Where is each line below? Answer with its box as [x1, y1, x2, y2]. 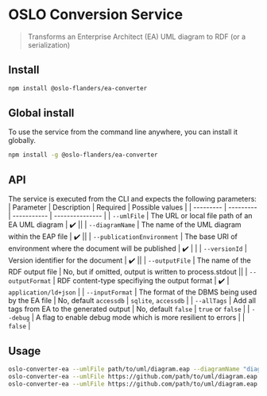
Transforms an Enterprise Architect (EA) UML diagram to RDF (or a [27, 32, 246, 41]
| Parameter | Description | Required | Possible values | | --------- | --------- [8, 202, 257, 212]
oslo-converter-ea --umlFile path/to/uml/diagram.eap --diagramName [8, 365, 240, 373]
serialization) [27, 40, 71, 49]
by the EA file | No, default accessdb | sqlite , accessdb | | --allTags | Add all [8, 296, 257, 306]
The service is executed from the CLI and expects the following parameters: [8, 194, 257, 204]
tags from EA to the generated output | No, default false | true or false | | [8, 304, 250, 314]
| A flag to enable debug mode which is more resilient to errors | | [31, 313, 245, 322]
